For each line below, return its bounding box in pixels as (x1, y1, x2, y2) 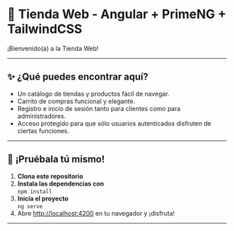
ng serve (17, 202, 43, 210)
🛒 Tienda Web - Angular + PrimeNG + (7, 6, 226, 22)
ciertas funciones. (17, 126, 70, 135)
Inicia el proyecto (17, 194, 69, 202)
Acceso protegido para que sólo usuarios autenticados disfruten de (17, 119, 212, 128)
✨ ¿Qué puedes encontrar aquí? (7, 71, 148, 83)
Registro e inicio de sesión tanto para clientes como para (17, 104, 181, 112)
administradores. (17, 112, 66, 120)
